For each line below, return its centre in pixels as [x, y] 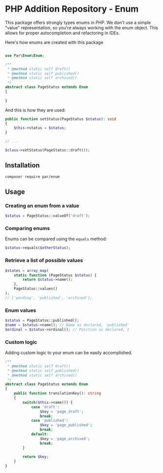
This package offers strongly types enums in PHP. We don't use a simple [78, 22]
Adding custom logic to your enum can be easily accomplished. [69, 353]
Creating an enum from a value [42, 206]
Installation [22, 165]
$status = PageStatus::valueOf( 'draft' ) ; [48, 216]
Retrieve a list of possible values [44, 261]
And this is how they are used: [35, 110]
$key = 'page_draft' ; [62, 411]
